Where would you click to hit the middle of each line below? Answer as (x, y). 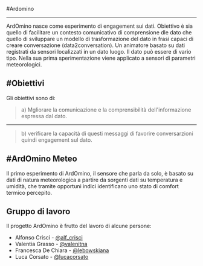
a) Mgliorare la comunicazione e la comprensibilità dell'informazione (106, 109)
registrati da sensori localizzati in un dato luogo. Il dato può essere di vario (99, 52)
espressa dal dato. (44, 116)
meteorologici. (24, 65)
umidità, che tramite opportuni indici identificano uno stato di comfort (93, 186)
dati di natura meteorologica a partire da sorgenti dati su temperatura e (95, 180)
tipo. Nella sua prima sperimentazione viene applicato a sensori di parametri (101, 58)
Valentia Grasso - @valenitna (51, 244)
